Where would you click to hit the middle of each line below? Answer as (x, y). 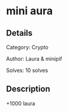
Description (28, 89)
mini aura (30, 11)
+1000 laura (21, 103)
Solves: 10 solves (27, 70)
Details (19, 33)
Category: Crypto (27, 47)
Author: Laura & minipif (34, 59)
